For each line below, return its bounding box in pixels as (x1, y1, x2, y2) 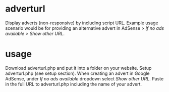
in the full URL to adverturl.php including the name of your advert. (5, 81, 142, 87)
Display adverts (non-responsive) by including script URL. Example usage (5, 20, 158, 26)
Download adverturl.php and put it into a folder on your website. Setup (5, 65, 152, 71)
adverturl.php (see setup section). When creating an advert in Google (5, 70, 150, 76)
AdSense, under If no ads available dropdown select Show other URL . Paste (5, 75, 164, 81)
